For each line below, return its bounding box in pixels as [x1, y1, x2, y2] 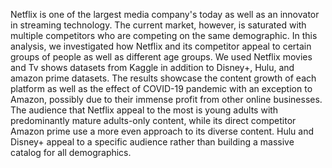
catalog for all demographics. [10, 147, 132, 158]
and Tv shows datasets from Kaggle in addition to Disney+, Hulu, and [10, 62, 295, 73]
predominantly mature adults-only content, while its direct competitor [10, 115, 297, 126]
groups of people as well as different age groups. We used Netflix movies [10, 51, 313, 63]
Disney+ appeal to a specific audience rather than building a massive [10, 136, 295, 148]
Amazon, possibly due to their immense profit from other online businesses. [10, 94, 323, 105]
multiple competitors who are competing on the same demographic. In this [10, 30, 318, 41]
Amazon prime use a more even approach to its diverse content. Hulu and [10, 125, 315, 137]
